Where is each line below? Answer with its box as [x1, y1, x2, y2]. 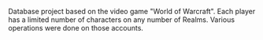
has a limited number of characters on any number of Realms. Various [8, 15, 235, 24]
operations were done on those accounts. [8, 24, 144, 32]
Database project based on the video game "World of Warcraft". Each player [8, 7, 256, 16]
